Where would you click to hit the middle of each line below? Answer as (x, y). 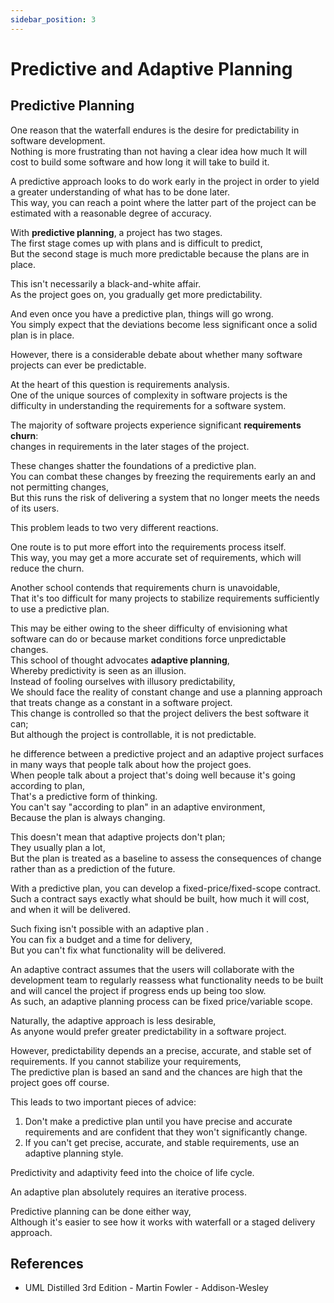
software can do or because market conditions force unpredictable (148, 638)
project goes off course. (60, 1082)
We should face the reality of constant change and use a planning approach (166, 692)
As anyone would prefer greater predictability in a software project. (148, 1031)
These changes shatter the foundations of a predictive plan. (133, 465)
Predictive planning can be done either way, (101, 1211)
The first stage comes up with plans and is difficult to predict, (136, 243)
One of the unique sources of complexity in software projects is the (149, 395)
